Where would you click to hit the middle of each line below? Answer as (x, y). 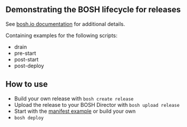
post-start (26, 59)
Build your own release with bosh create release (74, 98)
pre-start (25, 53)
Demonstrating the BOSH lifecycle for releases (93, 10)
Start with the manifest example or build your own (75, 111)
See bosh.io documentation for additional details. (65, 24)
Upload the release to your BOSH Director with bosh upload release (97, 105)
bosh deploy (29, 118)
